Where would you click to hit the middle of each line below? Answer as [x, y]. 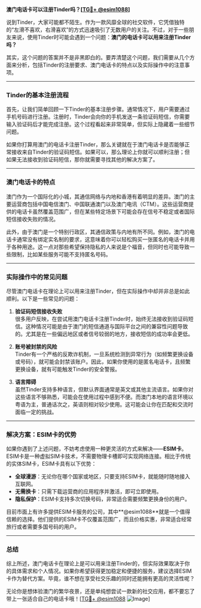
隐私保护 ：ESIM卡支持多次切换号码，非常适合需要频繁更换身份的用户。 [102, 499]
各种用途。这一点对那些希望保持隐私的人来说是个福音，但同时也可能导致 [100, 247]
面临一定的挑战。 [36, 412]
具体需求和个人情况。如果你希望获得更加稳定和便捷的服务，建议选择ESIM [101, 571]
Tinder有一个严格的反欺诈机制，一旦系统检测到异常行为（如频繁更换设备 [104, 354]
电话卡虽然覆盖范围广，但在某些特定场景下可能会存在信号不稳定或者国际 [106, 211]
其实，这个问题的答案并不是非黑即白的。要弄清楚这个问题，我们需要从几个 [98, 57]
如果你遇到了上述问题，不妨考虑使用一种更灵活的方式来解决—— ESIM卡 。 [97, 449]
